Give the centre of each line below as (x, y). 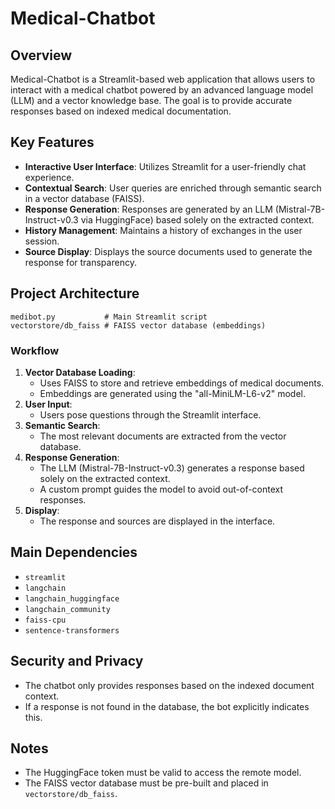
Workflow (35, 350)
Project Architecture (75, 293)
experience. (49, 177)
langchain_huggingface (72, 598)
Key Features (52, 142)
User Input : (48, 404)
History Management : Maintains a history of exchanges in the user (163, 230)
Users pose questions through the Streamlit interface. (150, 414)
